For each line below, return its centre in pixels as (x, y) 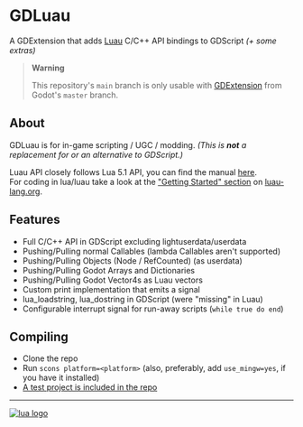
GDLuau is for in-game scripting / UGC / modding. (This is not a (128, 144)
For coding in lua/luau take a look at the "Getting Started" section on (136, 181)
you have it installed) (61, 378)
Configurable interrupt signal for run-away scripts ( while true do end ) (153, 309)
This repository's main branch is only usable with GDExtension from (156, 85)
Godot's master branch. (75, 95)
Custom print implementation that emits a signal (111, 289)
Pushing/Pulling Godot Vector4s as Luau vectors (112, 280)
